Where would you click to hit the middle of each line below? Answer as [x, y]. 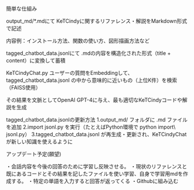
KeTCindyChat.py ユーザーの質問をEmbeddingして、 [69, 73]
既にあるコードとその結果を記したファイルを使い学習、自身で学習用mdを [95, 174]
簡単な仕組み [21, 8]
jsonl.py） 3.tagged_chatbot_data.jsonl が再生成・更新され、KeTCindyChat [96, 134]
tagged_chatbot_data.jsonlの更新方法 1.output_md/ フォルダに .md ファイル [97, 120]
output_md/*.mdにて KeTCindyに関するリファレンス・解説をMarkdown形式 [97, 21]
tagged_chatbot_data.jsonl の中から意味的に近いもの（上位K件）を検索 [92, 80]
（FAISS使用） [23, 87]
